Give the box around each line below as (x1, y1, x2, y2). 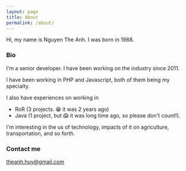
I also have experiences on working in (6, 94, 99, 101)
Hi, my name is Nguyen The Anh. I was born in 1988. (6, 36, 134, 43)
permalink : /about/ (6, 20, 55, 26)
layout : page (6, 8, 39, 15)
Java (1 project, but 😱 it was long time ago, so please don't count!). (14, 111, 181, 119)
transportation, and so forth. (6, 129, 75, 137)
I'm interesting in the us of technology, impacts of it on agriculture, (6, 123, 169, 130)
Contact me (6, 144, 41, 153)
